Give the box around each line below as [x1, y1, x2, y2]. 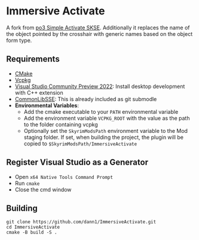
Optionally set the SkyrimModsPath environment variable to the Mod [23, 127, 188, 134]
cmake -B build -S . [6, 229, 58, 236]
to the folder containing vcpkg [23, 121, 98, 128]
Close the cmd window [14, 186, 72, 193]
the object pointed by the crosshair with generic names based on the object [6, 30, 193, 37]
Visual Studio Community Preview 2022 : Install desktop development [14, 83, 185, 90]
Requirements [6, 54, 60, 64]
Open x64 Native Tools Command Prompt [14, 173, 114, 180]
